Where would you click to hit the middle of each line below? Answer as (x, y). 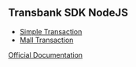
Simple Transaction (51, 31)
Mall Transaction (46, 40)
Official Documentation (46, 55)
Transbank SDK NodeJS (68, 13)
